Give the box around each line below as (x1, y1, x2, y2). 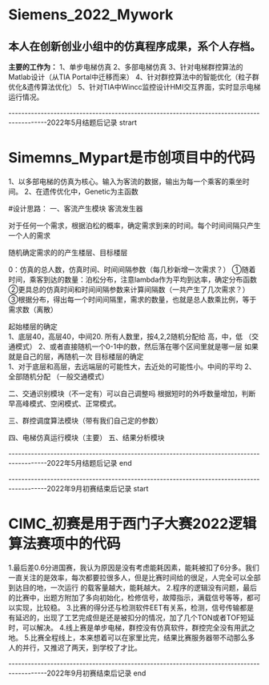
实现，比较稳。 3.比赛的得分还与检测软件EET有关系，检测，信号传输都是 (14, 603, 255, 612)
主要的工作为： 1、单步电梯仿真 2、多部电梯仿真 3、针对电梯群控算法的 (8, 62, 243, 71)
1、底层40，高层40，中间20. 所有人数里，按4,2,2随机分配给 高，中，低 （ (8, 331, 252, 341)
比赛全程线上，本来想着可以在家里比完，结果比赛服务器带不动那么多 (30, 632, 255, 642)
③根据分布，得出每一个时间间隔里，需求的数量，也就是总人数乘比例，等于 (8, 294, 257, 304)
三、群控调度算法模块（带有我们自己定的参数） (8, 415, 163, 425)
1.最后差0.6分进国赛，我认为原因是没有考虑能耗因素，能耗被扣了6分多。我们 (8, 563, 260, 572)
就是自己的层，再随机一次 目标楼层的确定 (8, 351, 144, 361)
